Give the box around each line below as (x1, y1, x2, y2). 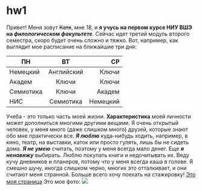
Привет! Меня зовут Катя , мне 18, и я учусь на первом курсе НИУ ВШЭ (6, 24, 192, 31)
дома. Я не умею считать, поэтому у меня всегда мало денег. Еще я (6, 145, 184, 152)
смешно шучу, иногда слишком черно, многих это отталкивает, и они (6, 164, 187, 172)
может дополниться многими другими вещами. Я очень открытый (6, 119, 179, 126)
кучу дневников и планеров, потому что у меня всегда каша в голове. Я (6, 158, 194, 165)
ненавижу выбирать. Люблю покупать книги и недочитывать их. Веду (6, 151, 189, 158)
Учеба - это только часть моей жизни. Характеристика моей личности (6, 113, 192, 120)
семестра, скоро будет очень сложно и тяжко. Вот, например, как (6, 36, 178, 44)
